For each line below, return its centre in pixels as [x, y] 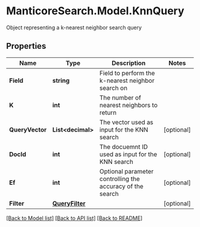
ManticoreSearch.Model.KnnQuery [95, 11]
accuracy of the [121, 186]
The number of [120, 98]
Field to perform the [127, 73]
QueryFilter [69, 203]
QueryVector [28, 129]
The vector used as [126, 122]
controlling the [119, 179]
